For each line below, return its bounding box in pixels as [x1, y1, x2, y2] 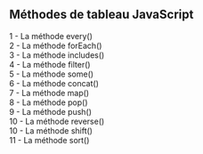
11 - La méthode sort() [9, 134, 90, 145]
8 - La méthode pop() [9, 97, 88, 108]
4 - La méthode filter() [9, 59, 91, 69]
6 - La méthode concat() [9, 77, 100, 88]
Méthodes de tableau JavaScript [9, 7, 194, 22]
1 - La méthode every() [9, 30, 93, 41]
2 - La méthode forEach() [9, 40, 102, 51]
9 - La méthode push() [9, 106, 92, 117]
